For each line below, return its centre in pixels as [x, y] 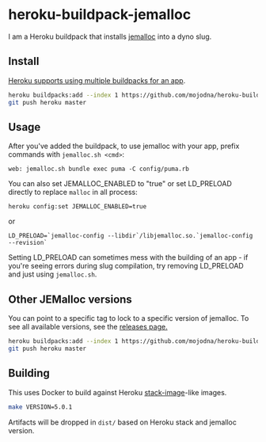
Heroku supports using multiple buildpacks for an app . [97, 80]
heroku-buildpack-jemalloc [100, 15]
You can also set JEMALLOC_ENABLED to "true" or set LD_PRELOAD [120, 184]
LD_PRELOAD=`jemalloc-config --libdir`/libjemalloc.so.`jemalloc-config [131, 236]
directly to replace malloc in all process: [73, 192]
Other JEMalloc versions [70, 299]
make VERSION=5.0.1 [40, 407]
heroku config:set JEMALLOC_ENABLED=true [78, 207]
